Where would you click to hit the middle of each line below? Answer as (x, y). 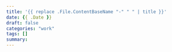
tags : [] (17, 34)
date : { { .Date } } (29, 17)
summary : (17, 39)
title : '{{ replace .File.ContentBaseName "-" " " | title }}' (87, 12)
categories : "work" (30, 28)
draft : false (22, 23)
